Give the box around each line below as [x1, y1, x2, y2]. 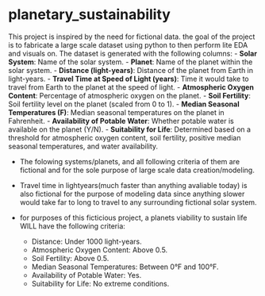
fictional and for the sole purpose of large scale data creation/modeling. [19, 165, 255, 175]
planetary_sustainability [8, 6, 171, 24]
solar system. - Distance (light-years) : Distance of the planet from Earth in [8, 65, 254, 75]
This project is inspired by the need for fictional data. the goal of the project [8, 32, 255, 41]
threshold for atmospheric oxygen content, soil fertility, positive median [8, 133, 241, 142]
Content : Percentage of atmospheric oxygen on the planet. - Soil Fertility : [8, 90, 252, 100]
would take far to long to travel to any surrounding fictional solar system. [19, 197, 257, 207]
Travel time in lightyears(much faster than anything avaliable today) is [19, 180, 248, 190]
